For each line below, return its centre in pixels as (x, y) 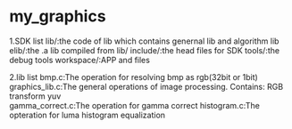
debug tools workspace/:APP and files (79, 60)
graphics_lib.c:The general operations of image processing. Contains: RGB (146, 86)
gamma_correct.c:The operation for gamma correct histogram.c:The (135, 105)
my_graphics (58, 16)
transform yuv (35, 96)
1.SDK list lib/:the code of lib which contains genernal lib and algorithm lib (144, 41)
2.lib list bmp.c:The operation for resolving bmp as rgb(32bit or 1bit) (134, 77)
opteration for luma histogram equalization (88, 115)
